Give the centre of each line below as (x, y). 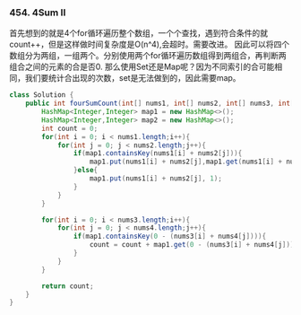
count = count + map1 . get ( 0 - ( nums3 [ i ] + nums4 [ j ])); (193, 245)
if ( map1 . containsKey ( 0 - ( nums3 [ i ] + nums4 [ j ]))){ (170, 236)
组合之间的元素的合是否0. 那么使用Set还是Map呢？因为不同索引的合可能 (142, 67)
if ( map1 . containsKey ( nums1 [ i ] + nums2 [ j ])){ (158, 153)
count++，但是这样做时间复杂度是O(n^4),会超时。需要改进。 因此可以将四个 (149, 44)
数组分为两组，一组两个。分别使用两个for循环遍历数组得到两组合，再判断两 (148, 56)
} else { (86, 171)
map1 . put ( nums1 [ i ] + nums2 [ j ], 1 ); (155, 179)
